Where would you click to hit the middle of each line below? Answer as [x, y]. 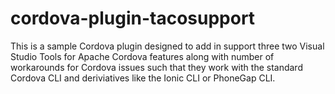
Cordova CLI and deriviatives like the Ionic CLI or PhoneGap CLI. [143, 78]
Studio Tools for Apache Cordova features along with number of [142, 56]
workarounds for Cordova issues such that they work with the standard [156, 67]
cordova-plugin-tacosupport [133, 18]
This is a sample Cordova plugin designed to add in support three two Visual [167, 46]
